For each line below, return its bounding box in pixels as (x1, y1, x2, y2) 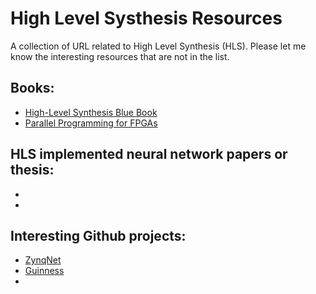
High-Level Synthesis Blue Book (24, 106, 158, 118)
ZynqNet (24, 254, 62, 266)
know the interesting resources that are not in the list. (10, 50, 230, 62)
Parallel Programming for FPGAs (24, 117, 158, 129)
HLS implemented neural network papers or (10, 146, 288, 163)
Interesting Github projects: (10, 227, 187, 244)
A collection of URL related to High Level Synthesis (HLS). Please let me (10, 40, 307, 52)
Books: (10, 80, 55, 97)
